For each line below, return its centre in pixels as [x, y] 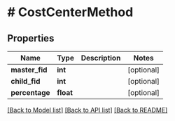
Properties [31, 38]
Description [101, 58]
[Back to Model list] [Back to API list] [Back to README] [87, 110]
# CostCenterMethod [70, 12]
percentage [30, 93]
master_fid [29, 70]
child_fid [26, 81]
